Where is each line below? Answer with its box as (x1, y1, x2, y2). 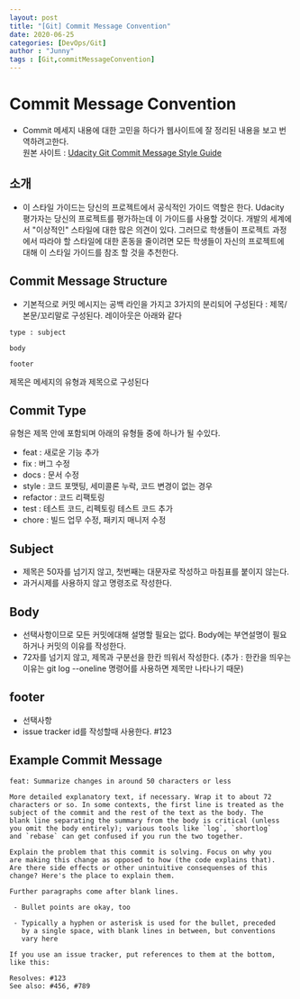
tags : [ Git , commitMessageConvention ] (9, 55, 155, 64)
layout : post (9, 13, 59, 23)
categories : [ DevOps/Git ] (9, 38, 106, 48)
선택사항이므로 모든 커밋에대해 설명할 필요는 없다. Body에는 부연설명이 (22, 630, 270, 640)
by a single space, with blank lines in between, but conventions (21, 926, 277, 935)
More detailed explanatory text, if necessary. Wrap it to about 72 (9, 792, 272, 802)
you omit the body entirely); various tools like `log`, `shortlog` (9, 823, 272, 833)
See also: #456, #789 (9, 981, 91, 991)
